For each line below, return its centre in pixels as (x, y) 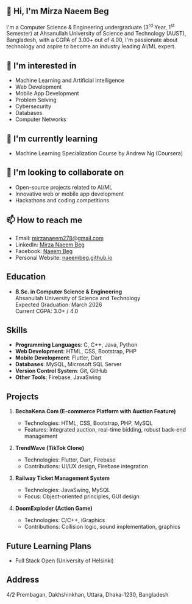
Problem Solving (36, 100)
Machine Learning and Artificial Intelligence (70, 81)
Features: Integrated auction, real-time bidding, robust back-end (105, 430)
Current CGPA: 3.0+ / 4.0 (47, 311)
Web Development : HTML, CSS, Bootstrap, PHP (76, 352)
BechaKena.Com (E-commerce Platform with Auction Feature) (95, 411)
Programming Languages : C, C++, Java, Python (76, 345)
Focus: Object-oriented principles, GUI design (82, 496)
